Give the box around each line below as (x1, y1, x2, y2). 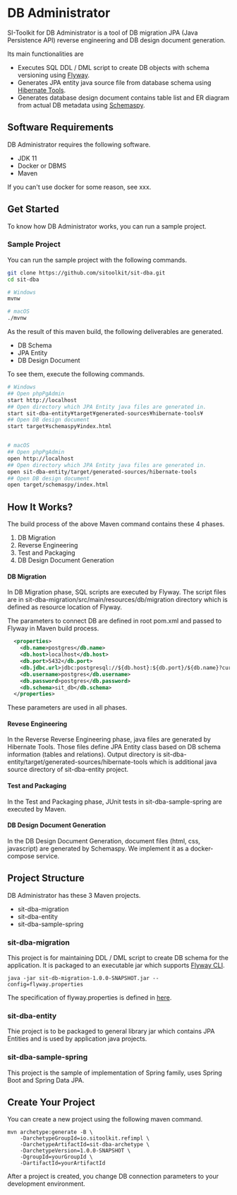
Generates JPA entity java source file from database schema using (17, 78, 212, 86)
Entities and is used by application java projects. (7, 1034, 147, 1043)
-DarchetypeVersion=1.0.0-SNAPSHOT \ (20, 1148, 131, 1155)
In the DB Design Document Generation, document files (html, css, (7, 836, 201, 845)
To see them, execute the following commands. (7, 370, 145, 379)
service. (36, 851, 60, 860)
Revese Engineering (7, 720, 68, 728)
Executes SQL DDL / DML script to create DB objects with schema (17, 63, 209, 71)
